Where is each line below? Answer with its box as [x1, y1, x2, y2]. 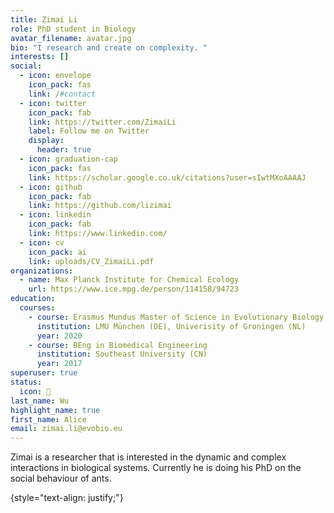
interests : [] [10, 52, 70, 62]
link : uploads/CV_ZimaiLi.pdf [28, 256, 155, 266]
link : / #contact [28, 89, 97, 99]
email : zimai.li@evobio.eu [10, 424, 123, 434]
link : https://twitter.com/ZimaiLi [28, 117, 177, 127]
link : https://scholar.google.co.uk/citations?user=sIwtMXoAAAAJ [28, 172, 307, 183]
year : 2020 [36, 331, 83, 341]
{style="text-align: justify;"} [10, 492, 124, 504]
